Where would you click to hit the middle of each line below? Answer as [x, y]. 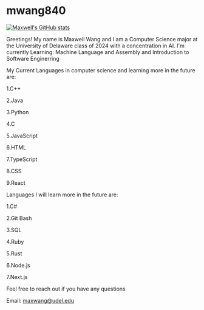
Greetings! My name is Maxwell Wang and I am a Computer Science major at [102, 39]
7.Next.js [17, 277]
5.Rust [14, 253]
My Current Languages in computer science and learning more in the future [101, 70]
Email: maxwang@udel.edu [40, 300]
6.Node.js [18, 265]
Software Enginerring [33, 58]
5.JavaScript [22, 136]
